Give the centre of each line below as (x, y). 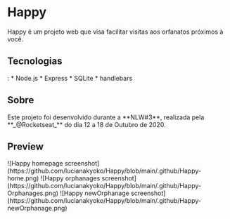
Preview (26, 146)
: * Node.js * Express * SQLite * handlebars (70, 78)
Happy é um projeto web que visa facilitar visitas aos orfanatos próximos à (115, 32)
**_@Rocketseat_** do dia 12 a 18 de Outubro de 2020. (87, 124)
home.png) (23, 178)
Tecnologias (35, 61)
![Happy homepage (35, 164)
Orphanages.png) (33, 193)
